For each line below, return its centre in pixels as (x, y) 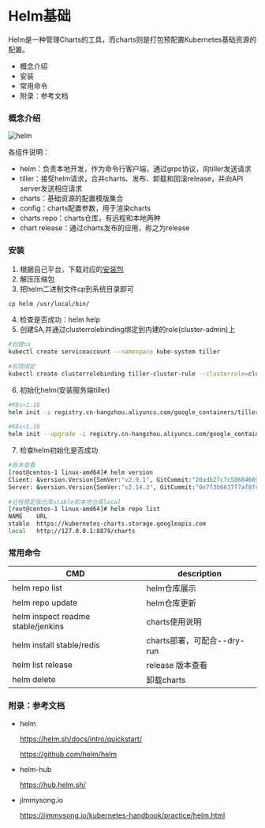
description (200, 574)
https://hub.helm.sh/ (53, 785)
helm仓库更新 (172, 603)
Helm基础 (39, 16)
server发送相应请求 (51, 188)
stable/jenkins (38, 626)
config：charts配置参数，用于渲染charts (85, 208)
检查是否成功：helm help (60, 319)
